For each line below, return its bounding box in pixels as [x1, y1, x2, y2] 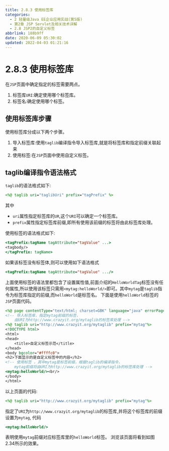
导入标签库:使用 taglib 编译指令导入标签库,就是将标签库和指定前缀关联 [12, 139, 157, 145]
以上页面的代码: [5, 388, 38, 394]
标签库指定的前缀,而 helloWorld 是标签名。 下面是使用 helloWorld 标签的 [14, 292, 159, 298]
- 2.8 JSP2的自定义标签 [10, 26, 55, 31]
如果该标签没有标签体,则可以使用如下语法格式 [5, 259, 100, 265]
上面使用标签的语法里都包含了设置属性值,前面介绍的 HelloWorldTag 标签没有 [5, 279, 159, 285]
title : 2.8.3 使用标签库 [5, 7, 54, 13]
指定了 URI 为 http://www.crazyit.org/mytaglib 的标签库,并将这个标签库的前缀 [5, 408, 162, 414]
